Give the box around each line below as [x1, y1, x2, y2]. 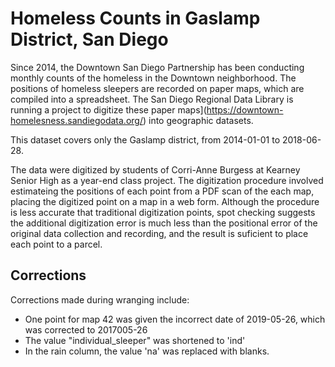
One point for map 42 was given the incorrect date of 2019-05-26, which [24, 313, 326, 325]
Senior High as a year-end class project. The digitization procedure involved [10, 174, 324, 186]
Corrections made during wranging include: [10, 293, 190, 306]
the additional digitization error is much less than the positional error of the [10, 217, 318, 229]
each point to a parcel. [10, 238, 103, 250]
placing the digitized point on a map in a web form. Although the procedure [10, 195, 320, 207]
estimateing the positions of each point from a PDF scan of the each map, [10, 185, 315, 197]
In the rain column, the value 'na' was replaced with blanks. [24, 345, 270, 357]
